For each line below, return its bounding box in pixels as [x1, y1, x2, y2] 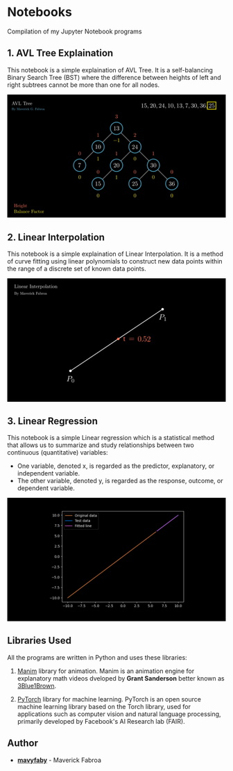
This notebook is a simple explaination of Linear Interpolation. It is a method [7, 250, 223, 258]
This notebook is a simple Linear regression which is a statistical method [7, 434, 215, 442]
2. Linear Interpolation [7, 231, 105, 243]
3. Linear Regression [7, 415, 98, 427]
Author [7, 738, 38, 749]
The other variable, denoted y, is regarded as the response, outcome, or [17, 477, 223, 485]
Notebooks [7, 4, 73, 20]
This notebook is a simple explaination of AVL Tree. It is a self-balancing [7, 65, 214, 74]
